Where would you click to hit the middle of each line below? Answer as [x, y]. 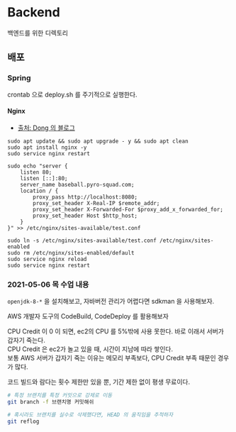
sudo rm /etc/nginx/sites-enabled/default [71, 253]
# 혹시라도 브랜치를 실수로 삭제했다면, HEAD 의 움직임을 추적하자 [90, 415]
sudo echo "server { [38, 166]
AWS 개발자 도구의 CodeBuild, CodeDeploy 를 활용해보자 [88, 316]
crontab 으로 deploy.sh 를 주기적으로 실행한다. [72, 94]
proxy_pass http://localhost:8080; [85, 197]
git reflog [23, 421]
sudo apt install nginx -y [47, 147]
